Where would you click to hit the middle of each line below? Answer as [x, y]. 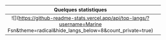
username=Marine [81, 24]
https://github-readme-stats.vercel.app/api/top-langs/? [84, 18]
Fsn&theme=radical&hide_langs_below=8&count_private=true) [81, 30]
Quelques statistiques [81, 10]
